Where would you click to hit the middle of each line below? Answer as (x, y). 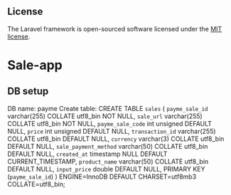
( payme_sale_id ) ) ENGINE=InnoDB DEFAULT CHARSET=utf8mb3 (102, 176)
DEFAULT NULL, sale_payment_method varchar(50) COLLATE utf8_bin (108, 146)
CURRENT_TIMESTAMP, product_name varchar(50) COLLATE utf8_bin (108, 161)
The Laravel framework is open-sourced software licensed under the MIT (115, 28)
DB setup (28, 91)
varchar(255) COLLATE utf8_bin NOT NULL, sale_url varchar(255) (105, 116)
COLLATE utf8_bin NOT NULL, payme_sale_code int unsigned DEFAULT (109, 123)
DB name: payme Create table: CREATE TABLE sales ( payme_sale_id (108, 108)
